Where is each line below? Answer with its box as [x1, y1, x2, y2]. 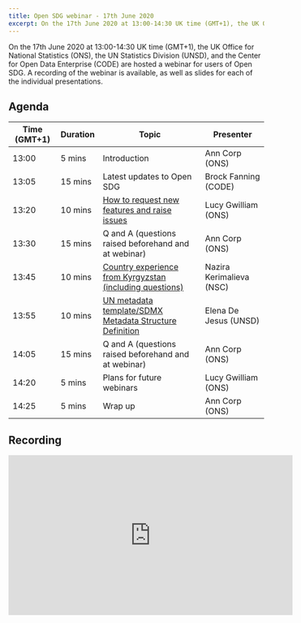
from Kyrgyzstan [102, 271, 166, 283]
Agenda [8, 99, 49, 114]
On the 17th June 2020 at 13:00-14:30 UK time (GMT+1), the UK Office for [8, 41, 255, 51]
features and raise [102, 205, 172, 216]
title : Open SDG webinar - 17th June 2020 [8, 11, 154, 20]
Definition [102, 326, 140, 337]
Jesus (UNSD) [204, 315, 260, 327]
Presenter [213, 129, 252, 141]
